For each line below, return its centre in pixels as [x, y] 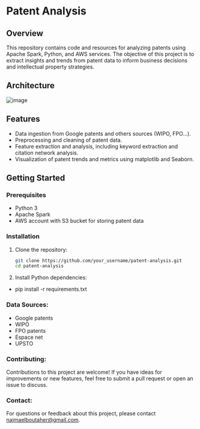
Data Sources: [27, 305]
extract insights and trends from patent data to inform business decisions [97, 60]
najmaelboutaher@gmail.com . [43, 420]
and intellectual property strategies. [50, 67]
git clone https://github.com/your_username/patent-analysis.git [98, 260]
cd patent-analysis [39, 266]
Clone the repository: [41, 249]
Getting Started [36, 178]
